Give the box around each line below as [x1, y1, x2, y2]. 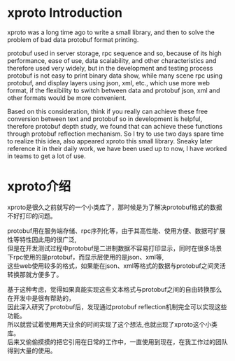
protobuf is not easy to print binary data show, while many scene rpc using [7, 71, 222, 80]
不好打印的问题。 [7, 211, 57, 220]
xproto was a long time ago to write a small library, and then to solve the [7, 28, 215, 36]
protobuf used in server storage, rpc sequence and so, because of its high [7, 49, 222, 57]
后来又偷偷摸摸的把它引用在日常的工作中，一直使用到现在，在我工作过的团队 [7, 337, 228, 346]
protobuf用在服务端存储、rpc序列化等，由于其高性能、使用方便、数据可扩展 [7, 226, 226, 235]
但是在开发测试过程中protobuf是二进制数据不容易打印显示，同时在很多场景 [7, 243, 222, 253]
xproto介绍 [7, 178, 71, 194]
